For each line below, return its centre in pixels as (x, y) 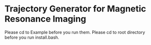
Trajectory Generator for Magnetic (75, 9)
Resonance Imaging (45, 19)
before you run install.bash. (32, 37)
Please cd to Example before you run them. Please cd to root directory (75, 32)
